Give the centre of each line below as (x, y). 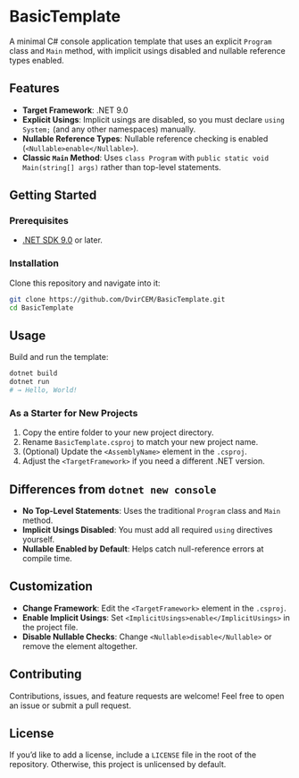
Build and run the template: (59, 357)
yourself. (38, 540)
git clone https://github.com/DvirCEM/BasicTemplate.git (117, 299)
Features (34, 88)
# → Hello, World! (43, 390)
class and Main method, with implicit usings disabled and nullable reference (147, 50)
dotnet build (33, 373)
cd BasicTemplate (42, 308)
